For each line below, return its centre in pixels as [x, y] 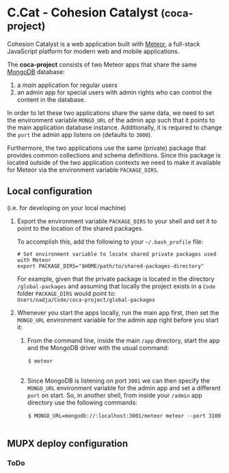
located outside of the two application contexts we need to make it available [114, 162]
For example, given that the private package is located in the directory [116, 279]
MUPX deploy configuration [68, 444]
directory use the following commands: [82, 402]
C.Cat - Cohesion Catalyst [83, 13]
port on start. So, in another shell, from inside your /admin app [115, 395]
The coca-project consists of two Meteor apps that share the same [102, 64]
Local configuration [50, 191]
